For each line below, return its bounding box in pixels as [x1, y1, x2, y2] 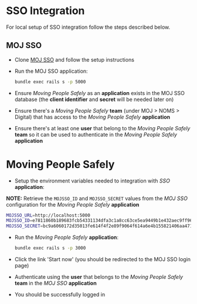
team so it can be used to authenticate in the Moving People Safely [14, 131, 178, 138]
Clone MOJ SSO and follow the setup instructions [14, 56, 135, 63]
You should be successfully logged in [14, 291, 106, 298]
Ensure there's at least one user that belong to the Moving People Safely [14, 124, 191, 131]
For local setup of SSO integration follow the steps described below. [6, 23, 171, 31]
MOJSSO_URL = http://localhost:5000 [6, 212, 91, 218]
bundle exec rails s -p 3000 [14, 245, 86, 251]
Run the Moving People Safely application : [14, 234, 119, 241]
